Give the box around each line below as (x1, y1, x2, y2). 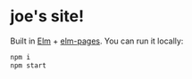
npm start (10, 60, 47, 70)
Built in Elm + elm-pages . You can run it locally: (10, 36, 184, 46)
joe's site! (10, 6, 84, 27)
